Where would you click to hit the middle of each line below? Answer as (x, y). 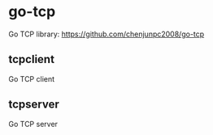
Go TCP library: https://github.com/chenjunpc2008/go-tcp (106, 34)
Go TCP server (33, 124)
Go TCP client (32, 78)
